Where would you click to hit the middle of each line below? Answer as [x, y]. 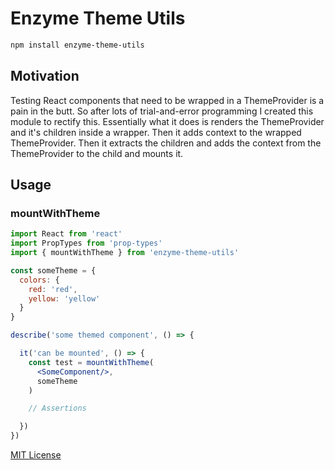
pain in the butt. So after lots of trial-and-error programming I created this [162, 111]
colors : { [39, 280]
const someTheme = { [53, 270]
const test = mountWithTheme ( [91, 362]
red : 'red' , [53, 289]
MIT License [36, 455]
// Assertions [57, 408]
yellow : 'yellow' [64, 298]
